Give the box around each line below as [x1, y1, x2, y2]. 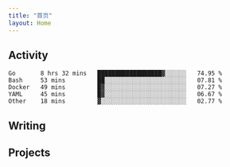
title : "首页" [8, 11, 53, 20]
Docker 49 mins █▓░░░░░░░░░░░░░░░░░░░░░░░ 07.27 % [8, 83, 223, 91]
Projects [8, 146, 51, 160]
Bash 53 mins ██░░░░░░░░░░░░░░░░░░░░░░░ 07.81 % [8, 76, 223, 84]
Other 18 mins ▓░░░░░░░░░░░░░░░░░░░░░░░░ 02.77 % [8, 97, 223, 106]
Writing [8, 118, 46, 132]
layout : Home [8, 19, 52, 27]
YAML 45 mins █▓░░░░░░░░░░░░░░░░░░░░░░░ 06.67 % [8, 91, 223, 99]
